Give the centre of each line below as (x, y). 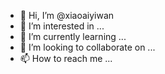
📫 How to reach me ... (66, 58)
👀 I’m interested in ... (62, 26)
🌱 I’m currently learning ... (73, 36)
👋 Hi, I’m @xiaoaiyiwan (67, 15)
